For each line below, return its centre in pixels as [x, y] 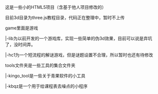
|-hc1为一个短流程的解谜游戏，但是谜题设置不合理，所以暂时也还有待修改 [79, 55]
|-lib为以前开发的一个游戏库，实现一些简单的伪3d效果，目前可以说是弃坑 [79, 38]
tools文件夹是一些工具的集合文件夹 [40, 65]
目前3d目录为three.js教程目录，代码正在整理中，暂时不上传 [65, 18]
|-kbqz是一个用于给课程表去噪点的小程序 [46, 86]
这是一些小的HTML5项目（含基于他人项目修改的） [56, 7]
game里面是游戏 [22, 28]
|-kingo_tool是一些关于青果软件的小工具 [45, 76]
